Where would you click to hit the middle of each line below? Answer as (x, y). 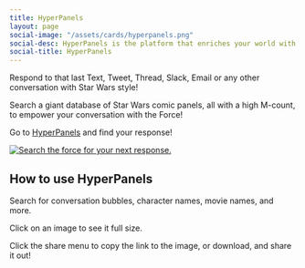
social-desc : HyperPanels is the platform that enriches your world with (153, 43)
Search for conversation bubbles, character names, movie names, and (142, 201)
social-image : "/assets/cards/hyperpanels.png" (102, 35)
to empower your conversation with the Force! (96, 115)
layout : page (34, 26)
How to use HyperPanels (81, 179)
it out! (21, 255)
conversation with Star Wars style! (74, 88)
